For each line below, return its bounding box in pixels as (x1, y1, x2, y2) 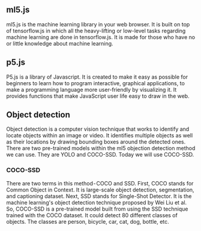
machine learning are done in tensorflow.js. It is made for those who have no (6, 33, 196, 41)
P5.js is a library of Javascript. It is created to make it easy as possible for (6, 73, 188, 80)
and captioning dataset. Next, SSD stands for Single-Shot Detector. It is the (6, 192, 192, 200)
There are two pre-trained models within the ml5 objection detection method (6, 145, 196, 152)
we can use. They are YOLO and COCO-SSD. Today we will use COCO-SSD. (6, 151, 194, 158)
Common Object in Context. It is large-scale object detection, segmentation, (6, 186, 194, 193)
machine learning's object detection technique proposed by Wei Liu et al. (6, 199, 187, 206)
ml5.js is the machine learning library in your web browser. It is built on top (6, 20, 190, 28)
